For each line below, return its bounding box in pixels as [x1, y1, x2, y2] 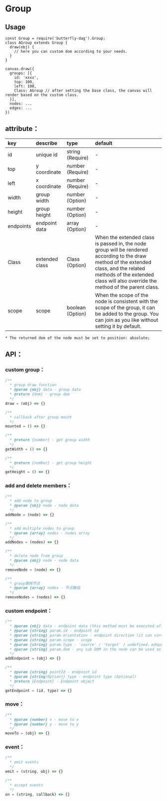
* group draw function [9, 382, 57, 388]
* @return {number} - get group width [9, 438, 90, 443]
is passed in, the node [95, 240, 147, 247]
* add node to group [9, 498, 52, 504]
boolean [67, 304, 86, 311]
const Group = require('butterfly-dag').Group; [5, 36, 106, 41]
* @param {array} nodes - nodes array [9, 531, 90, 535]
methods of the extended [95, 271, 154, 278]
